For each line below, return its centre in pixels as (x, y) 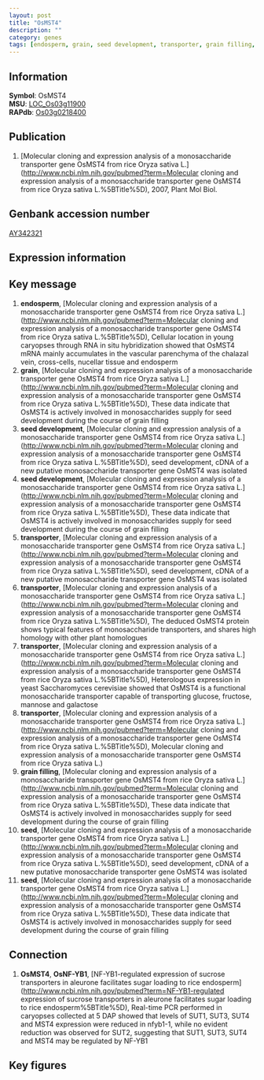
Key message (43, 284)
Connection (38, 955)
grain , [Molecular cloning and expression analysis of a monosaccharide (136, 370)
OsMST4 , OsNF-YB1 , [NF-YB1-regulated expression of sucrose (123, 974)
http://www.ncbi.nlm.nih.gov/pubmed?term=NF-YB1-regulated (124, 990)
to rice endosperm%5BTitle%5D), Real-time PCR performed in (121, 1007)
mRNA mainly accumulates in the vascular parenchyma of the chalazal (134, 353)
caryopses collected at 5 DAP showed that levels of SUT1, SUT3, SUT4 (135, 1015)
